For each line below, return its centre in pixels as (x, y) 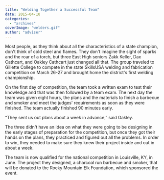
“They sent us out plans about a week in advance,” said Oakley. (69, 117)
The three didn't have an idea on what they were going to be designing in (79, 127)
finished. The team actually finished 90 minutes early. (59, 108)
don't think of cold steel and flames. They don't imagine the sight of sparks (81, 51)
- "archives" (23, 23)
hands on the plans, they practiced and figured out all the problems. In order (82, 137)
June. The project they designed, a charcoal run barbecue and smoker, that (81, 163)
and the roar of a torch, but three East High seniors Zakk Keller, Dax (73, 57)
